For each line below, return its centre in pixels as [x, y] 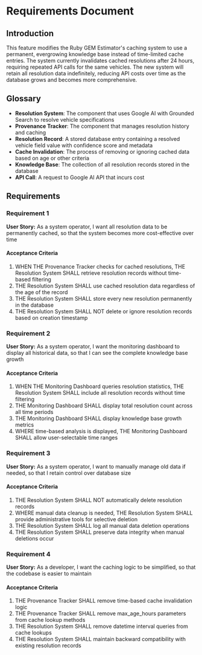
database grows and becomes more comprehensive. [72, 80]
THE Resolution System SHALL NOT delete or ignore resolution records [103, 311]
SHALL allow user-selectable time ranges [66, 437]
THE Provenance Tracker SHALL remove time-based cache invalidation [103, 601]
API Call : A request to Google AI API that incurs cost [80, 177]
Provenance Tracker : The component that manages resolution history [102, 126]
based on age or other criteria [52, 158]
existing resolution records [48, 645]
